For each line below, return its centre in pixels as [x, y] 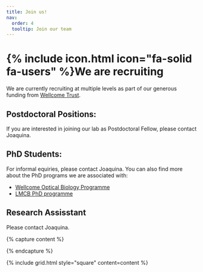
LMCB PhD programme [44, 193]
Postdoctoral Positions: [52, 114]
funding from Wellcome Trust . [43, 95]
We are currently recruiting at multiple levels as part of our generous [92, 89]
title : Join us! [27, 12]
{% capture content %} [35, 239]
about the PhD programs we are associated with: [67, 175]
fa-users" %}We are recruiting [85, 72]
